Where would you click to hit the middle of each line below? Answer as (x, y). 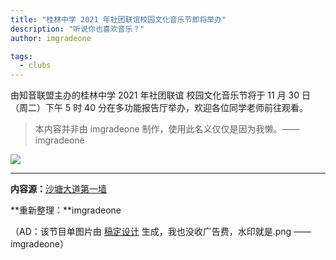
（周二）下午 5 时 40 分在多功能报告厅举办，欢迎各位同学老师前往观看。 (159, 108)
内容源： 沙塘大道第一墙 (58, 189)
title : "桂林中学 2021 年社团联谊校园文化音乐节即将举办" (118, 19)
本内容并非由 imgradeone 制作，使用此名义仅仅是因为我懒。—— (167, 129)
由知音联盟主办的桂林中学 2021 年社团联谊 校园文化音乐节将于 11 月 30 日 (161, 95)
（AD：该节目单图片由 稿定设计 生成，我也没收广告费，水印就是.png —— (161, 232)
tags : (21, 56)
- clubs (35, 66)
